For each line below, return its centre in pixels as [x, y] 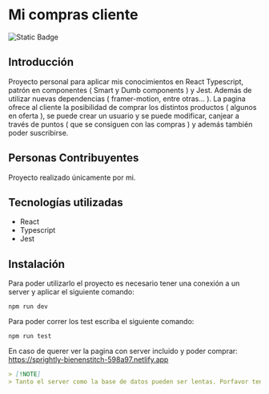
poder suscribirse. [38, 132]
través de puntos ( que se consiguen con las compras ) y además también [130, 124]
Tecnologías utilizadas [66, 202]
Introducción [41, 62]
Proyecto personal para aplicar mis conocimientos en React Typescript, [126, 81]
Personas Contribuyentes [74, 158]
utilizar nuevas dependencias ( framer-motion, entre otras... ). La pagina [127, 99]
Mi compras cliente [73, 15]
